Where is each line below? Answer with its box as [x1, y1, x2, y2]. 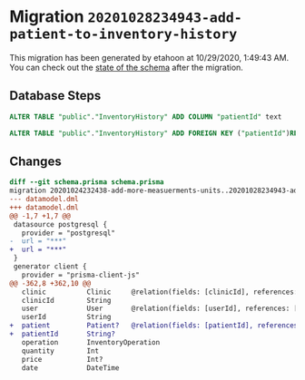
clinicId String [21, 296, 112, 305]
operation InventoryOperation [21, 337, 161, 346]
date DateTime [21, 363, 120, 373]
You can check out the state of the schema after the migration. [9, 62, 243, 73]
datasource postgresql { [13, 219, 107, 229]
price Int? [21, 355, 103, 364]
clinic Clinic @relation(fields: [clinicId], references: [21, 287, 299, 297]
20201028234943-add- [87, 9, 242, 26]
